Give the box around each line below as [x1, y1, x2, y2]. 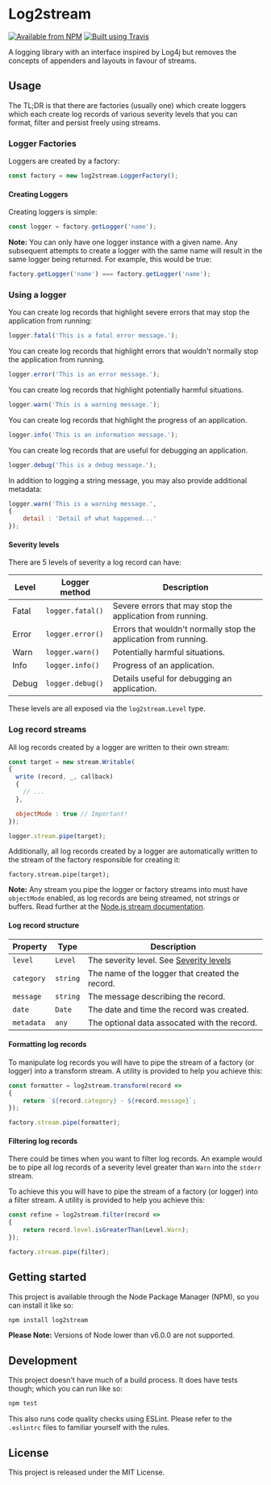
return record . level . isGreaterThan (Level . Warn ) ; [23, 1226, 190, 1234]
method [60, 586, 91, 598]
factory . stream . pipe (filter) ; [8, 1248, 110, 1256]
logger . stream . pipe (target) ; [8, 832, 106, 840]
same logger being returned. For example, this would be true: [8, 255, 212, 264]
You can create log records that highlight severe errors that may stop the [8, 307, 250, 317]
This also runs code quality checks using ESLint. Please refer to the [8, 1414, 232, 1424]
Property [12, 941, 48, 952]
